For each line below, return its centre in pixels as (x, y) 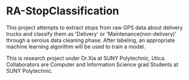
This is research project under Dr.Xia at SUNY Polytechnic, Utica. (86, 58)
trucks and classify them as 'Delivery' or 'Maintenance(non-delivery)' (92, 33)
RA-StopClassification (63, 11)
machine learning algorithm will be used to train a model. (76, 47)
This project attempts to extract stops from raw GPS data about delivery (94, 27)
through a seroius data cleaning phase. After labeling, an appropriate (91, 40)
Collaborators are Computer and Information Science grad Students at (92, 64)
